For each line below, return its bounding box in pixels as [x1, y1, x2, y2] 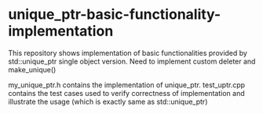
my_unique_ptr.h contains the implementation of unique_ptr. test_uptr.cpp [8, 80, 246, 90]
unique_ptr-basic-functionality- [8, 6, 221, 24]
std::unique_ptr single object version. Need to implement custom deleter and [8, 57, 256, 66]
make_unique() [8, 64, 57, 74]
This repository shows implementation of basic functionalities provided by [8, 48, 247, 57]
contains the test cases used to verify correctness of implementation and [8, 88, 245, 97]
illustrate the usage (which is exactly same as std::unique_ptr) [8, 97, 208, 106]
